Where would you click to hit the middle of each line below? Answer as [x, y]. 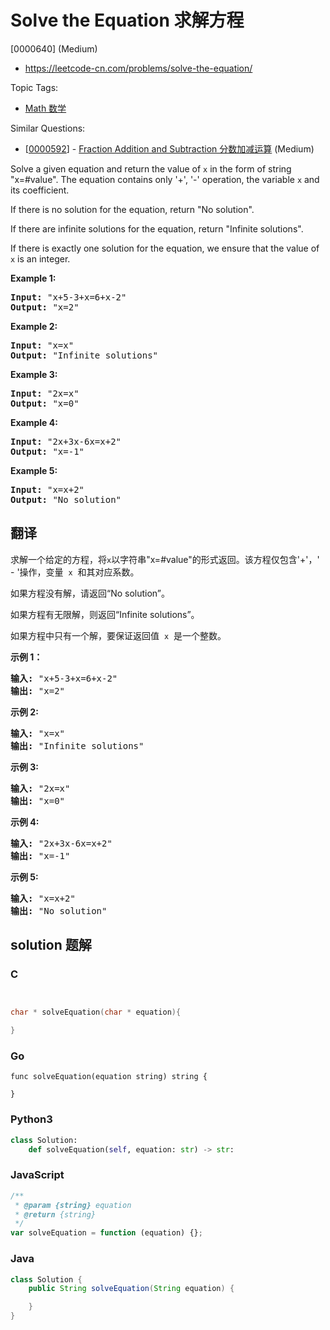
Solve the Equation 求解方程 [127, 20]
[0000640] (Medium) [54, 48]
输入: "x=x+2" [43, 898]
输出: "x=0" [38, 800]
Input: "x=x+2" [47, 489]
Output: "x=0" [45, 403]
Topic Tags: [34, 87]
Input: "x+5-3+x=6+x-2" [68, 297]
